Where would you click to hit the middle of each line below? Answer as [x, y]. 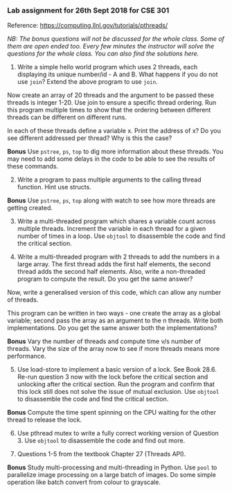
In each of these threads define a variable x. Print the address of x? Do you [114, 131]
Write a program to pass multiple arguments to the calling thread [109, 180]
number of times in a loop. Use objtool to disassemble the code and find [121, 236]
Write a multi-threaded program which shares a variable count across [116, 221]
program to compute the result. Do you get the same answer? [105, 279]
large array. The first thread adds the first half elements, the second [114, 264]
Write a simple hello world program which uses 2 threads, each [107, 67]
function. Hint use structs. [54, 187]
